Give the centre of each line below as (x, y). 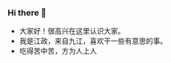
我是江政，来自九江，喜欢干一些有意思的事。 (93, 41)
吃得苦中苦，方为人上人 (58, 51)
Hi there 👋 (27, 13)
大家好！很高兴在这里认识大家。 (72, 31)
